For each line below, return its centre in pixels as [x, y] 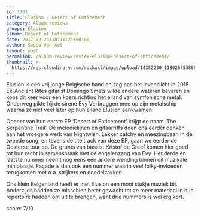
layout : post [22, 51]
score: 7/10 [20, 209]
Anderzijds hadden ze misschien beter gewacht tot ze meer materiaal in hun [100, 191]
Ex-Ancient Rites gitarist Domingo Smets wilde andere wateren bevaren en [98, 91]
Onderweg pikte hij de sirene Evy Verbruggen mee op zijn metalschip [92, 104]
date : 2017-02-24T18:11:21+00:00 [48, 40]
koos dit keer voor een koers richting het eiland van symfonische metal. [94, 97]
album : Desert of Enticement [42, 34]
